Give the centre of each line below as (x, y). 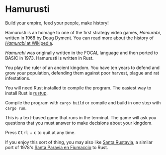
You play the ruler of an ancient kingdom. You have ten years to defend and (83, 68)
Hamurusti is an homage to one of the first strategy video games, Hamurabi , (83, 32)
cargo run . (16, 108)
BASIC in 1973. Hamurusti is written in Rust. (49, 58)
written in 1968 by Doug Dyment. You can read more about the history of (80, 38)
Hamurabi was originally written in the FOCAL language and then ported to (82, 53)
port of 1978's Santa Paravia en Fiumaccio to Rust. (57, 147)
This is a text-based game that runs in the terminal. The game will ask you (81, 117)
